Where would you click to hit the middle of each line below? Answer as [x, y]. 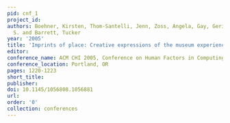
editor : [18, 52]
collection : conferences [42, 109]
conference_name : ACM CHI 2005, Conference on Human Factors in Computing [116, 58]
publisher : [23, 83]
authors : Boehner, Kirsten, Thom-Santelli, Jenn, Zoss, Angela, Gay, [108, 26]
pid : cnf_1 [23, 13]
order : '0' [23, 102]
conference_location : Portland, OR [58, 64]
